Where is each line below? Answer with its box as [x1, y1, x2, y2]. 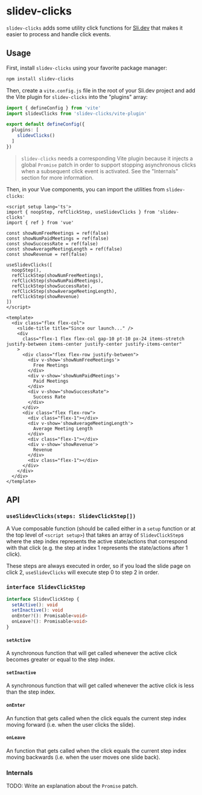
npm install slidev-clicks [6, 75, 74, 82]
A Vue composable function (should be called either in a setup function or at [6, 525, 196, 532]
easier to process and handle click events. [6, 30, 112, 37]
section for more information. [21, 174, 94, 181]
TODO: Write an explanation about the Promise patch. [6, 782, 138, 790]
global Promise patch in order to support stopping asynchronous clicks [21, 161, 197, 168]
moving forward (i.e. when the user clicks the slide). [6, 721, 136, 728]
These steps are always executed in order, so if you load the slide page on [6, 563, 191, 570]
